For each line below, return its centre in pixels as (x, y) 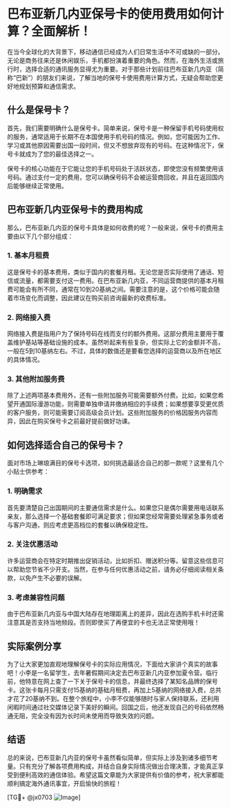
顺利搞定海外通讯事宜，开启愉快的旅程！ (64, 783)
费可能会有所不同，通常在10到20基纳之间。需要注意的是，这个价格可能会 (110, 289)
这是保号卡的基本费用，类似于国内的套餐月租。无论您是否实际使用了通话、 (112, 272)
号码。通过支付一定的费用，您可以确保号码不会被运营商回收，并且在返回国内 (115, 177)
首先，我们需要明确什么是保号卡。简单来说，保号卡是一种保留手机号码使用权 (115, 128)
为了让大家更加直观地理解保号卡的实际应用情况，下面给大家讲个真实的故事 (112, 664)
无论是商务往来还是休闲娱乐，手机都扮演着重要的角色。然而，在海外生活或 (112, 60)
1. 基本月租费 (28, 256)
